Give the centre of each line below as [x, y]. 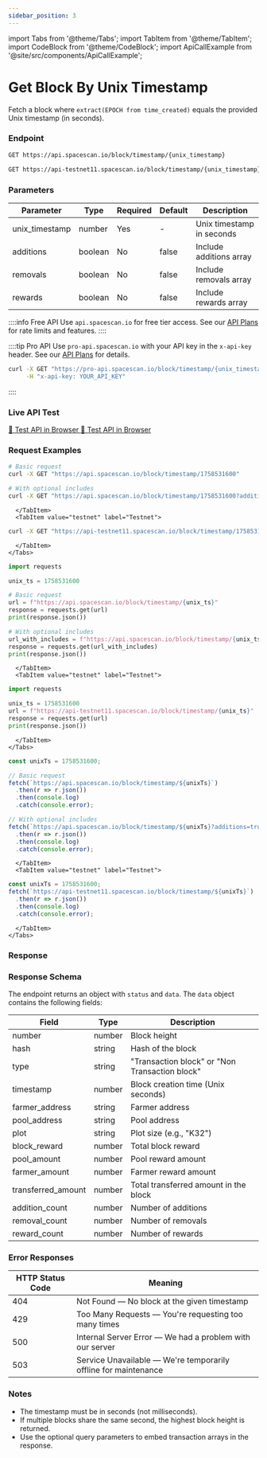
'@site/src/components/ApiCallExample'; [75, 55]
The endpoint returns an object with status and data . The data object [121, 994]
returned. [35, 1428]
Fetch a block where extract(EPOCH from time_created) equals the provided [133, 109]
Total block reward [165, 1146]
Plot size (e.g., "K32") [171, 1133]
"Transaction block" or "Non [183, 1061]
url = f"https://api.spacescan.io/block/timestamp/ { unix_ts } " [113, 603]
